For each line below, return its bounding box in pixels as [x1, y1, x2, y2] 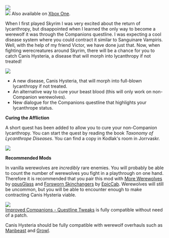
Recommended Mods [5, 155, 52, 161]
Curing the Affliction [5, 115, 49, 121]
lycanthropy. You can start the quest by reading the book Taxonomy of [5, 130, 154, 136]
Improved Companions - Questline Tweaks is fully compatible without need [5, 207, 163, 213]
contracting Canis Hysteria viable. [5, 192, 76, 198]
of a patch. [5, 212, 28, 218]
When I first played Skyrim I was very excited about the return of [5, 20, 141, 27]
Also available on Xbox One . [11, 11, 71, 16]
